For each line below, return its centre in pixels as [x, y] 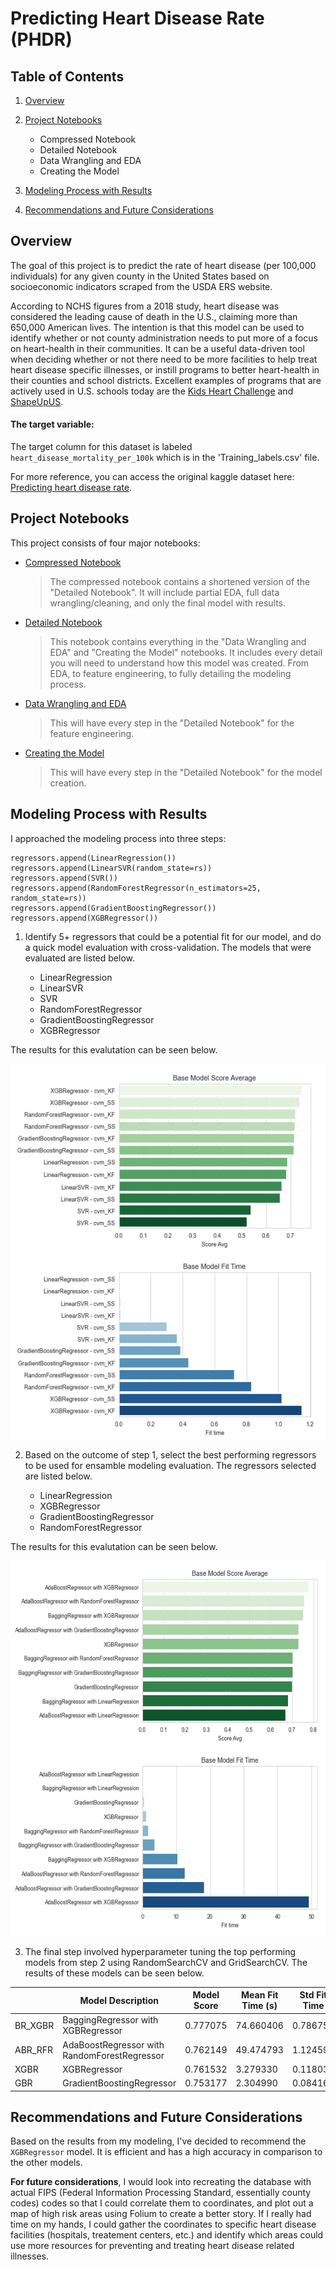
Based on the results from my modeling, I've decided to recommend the [158, 2141]
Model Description [119, 2000]
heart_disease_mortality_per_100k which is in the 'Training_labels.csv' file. [165, 458]
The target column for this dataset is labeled [101, 447]
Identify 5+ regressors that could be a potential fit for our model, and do [173, 936]
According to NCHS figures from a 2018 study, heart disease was [145, 306]
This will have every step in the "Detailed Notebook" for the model [186, 772]
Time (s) [259, 2006]
